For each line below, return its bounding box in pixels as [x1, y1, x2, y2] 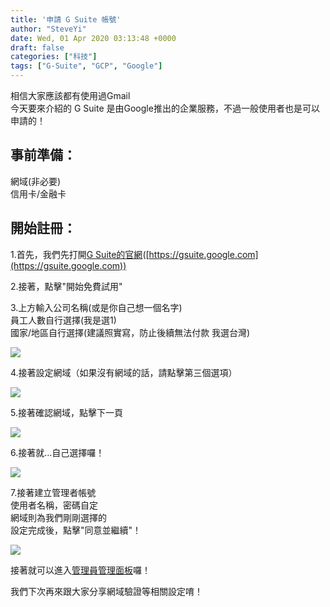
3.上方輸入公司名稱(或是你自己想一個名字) [10, 301, 183, 313]
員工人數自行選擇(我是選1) [10, 314, 117, 326]
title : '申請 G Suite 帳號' [10, 14, 122, 25]
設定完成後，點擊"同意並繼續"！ [10, 524, 142, 536]
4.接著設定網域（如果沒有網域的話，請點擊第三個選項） [10, 366, 238, 378]
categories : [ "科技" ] [10, 52, 98, 62]
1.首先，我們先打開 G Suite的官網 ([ [10, 248, 150, 260]
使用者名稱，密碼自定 [10, 499, 98, 511]
